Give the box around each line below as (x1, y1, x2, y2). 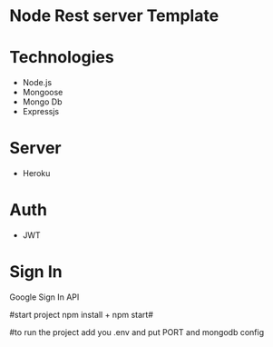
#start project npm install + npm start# (9, 309, 154, 320)
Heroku (22, 168, 51, 179)
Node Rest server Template (9, 5, 219, 26)
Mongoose (22, 87, 63, 98)
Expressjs (22, 106, 60, 117)
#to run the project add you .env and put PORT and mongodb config (9, 326, 265, 337)
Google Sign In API (9, 292, 80, 302)
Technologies (9, 47, 115, 68)
